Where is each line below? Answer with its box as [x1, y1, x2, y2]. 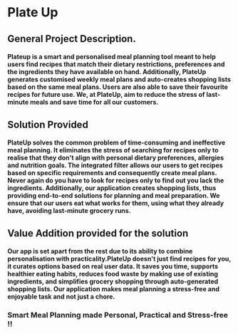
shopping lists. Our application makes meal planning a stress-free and [7, 285, 219, 293]
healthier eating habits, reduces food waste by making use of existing [7, 270, 219, 278]
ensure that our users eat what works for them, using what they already [7, 199, 224, 207]
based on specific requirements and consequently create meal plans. [7, 169, 217, 177]
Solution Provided [7, 118, 89, 130]
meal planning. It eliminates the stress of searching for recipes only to [7, 146, 219, 155]
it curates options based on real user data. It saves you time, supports [7, 262, 219, 271]
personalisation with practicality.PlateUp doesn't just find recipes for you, [7, 254, 232, 263]
